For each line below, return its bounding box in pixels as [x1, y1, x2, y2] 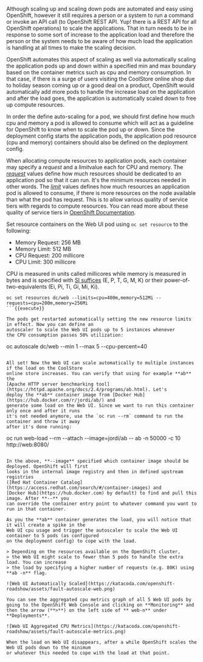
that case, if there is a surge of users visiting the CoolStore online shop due [6, 76, 195, 82]
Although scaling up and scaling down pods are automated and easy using [6, 5, 193, 12]
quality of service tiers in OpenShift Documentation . [6, 209, 136, 216]
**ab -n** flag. [6, 570, 47, 576]
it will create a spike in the [6, 522, 86, 528]
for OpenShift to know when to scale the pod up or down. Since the [6, 126, 175, 133]
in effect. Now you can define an [6, 322, 94, 328]
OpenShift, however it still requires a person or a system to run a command [6, 12, 194, 19]
